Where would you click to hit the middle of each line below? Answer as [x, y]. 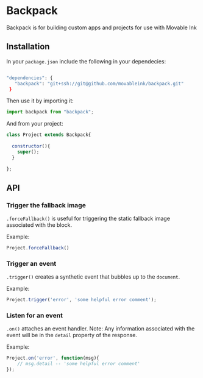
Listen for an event [34, 316]
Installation [28, 47]
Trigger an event [31, 263]
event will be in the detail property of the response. [72, 335]
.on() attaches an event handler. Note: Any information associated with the [101, 329]
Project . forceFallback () [38, 248]
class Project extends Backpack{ [49, 135]
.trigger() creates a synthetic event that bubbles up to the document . [93, 277]
